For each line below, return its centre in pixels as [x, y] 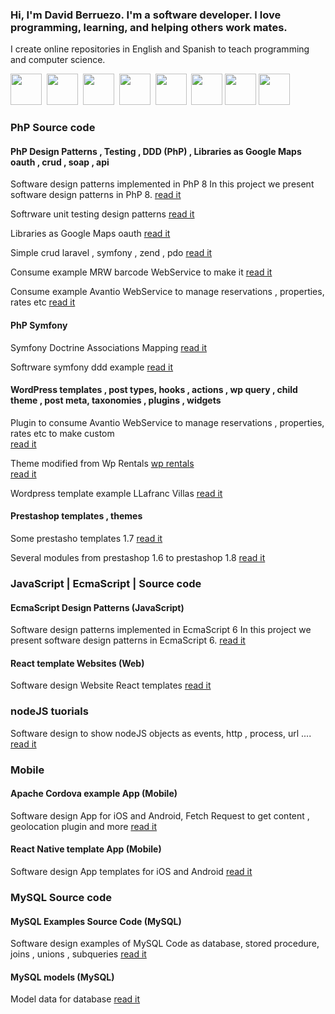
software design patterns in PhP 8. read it [96, 195]
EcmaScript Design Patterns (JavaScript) [97, 607]
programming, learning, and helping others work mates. [149, 27]
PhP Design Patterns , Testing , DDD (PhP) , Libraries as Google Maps [156, 151]
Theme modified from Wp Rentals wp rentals [102, 463]
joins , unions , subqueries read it [78, 954]
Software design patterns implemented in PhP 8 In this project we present [162, 184]
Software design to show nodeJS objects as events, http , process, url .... [161, 733]
